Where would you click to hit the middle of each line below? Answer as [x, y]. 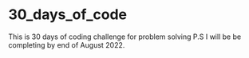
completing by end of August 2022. [67, 44]
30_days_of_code [68, 15]
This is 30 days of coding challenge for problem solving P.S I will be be [125, 37]
